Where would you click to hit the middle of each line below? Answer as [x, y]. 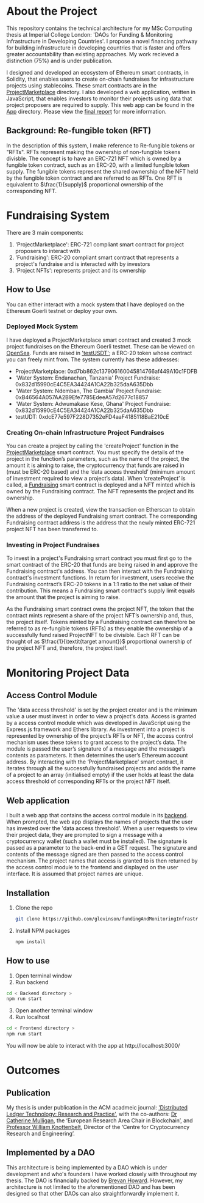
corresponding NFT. [31, 191]
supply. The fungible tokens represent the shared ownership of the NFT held [102, 171]
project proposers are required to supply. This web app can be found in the [100, 105]
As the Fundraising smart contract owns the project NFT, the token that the [100, 609]
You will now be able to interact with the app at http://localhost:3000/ [93, 1046]
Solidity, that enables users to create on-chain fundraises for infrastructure [100, 79]
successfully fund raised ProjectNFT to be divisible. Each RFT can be [93, 635]
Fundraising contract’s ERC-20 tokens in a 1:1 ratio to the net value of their [99, 584]
